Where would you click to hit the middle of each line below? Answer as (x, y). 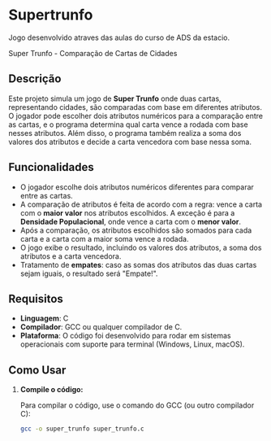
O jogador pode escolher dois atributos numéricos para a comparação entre (136, 116)
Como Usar (37, 370)
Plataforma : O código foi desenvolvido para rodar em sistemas (125, 336)
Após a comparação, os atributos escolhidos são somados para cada (136, 230)
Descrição (35, 79)
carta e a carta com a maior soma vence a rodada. (104, 238)
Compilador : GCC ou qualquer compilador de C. (101, 327)
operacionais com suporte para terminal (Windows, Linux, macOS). (132, 344)
